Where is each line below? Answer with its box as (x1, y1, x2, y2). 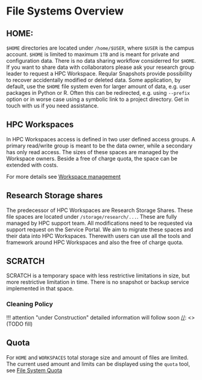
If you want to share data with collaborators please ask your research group (6, 63, 195, 71)
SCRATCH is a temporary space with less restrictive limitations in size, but (6, 272, 190, 279)
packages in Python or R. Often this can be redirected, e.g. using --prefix (6, 89, 190, 96)
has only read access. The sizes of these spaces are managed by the (6, 148, 179, 155)
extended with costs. (6, 161, 58, 169)
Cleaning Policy (6, 300, 53, 309)
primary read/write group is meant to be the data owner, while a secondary (6, 142, 193, 149)
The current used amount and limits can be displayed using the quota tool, (6, 360, 191, 367)
